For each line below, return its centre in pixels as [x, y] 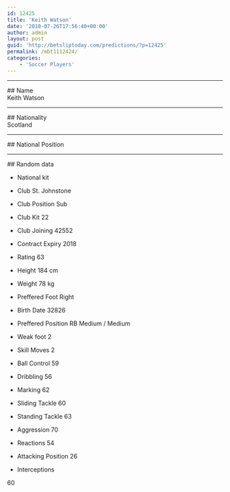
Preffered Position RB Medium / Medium [74, 323]
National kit [33, 177]
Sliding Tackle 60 [41, 403]
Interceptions [36, 469]
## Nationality [27, 117]
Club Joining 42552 [45, 230]
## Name [20, 90]
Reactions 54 [36, 443]
